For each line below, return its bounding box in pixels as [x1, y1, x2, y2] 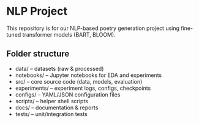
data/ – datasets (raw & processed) [15, 65, 104, 72]
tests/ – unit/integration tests [15, 110, 88, 117]
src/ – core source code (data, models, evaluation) [15, 78, 143, 85]
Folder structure [6, 49, 70, 59]
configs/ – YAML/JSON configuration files [15, 90, 121, 98]
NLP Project [6, 4, 67, 18]
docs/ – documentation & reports [15, 104, 99, 111]
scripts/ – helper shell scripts [15, 97, 89, 104]
